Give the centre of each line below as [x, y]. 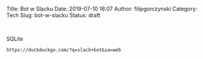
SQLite [15, 39]
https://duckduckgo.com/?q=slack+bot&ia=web [64, 50]
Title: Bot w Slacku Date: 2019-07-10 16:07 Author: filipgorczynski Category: [102, 9]
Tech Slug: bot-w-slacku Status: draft [53, 15]
